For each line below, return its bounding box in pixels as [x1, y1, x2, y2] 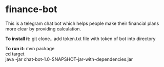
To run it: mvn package [5, 45, 55, 51]
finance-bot [5, 4, 57, 15]
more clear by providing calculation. [5, 25, 81, 31]
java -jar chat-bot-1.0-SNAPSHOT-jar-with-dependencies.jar [5, 56, 133, 62]
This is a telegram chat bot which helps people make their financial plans [5, 20, 159, 26]
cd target [5, 51, 25, 57]
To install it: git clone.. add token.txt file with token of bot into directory [5, 36, 156, 42]
